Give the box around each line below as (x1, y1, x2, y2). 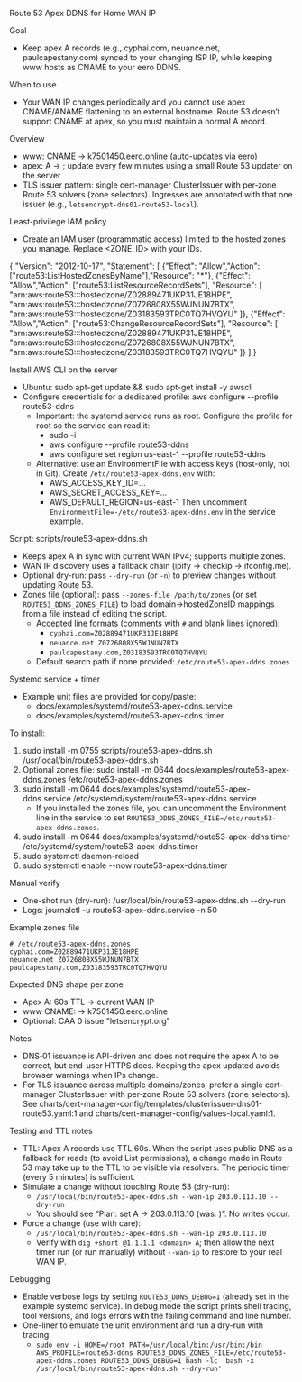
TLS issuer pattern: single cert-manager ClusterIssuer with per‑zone (22, 179, 277, 190)
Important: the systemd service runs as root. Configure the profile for (35, 410, 293, 421)
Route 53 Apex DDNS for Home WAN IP (9, 8, 156, 18)
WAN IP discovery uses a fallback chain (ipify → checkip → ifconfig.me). (22, 561, 292, 571)
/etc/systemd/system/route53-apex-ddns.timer (22, 841, 198, 851)
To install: (9, 728, 45, 738)
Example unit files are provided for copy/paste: (22, 691, 197, 701)
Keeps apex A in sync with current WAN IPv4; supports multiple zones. (22, 551, 287, 562)
